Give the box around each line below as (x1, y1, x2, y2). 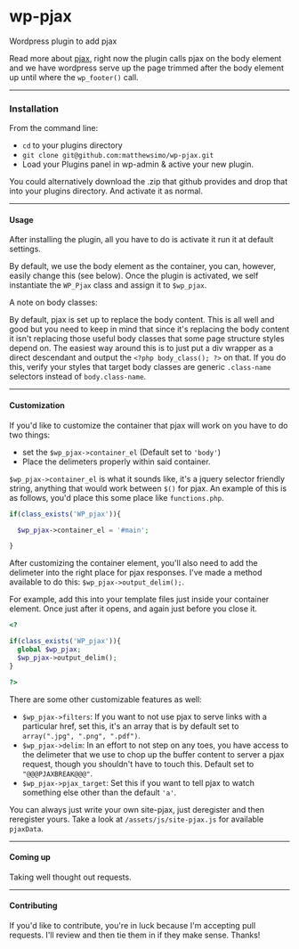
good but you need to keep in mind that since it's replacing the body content (9, 323, 290, 335)
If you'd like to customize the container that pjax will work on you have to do (9, 420, 288, 430)
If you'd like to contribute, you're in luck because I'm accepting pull (9, 920, 256, 930)
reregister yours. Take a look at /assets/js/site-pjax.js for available (9, 814, 264, 824)
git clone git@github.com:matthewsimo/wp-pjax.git (21, 151, 214, 160)
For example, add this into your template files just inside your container (9, 594, 270, 605)
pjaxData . (9, 822, 44, 834)
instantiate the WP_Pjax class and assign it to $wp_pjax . (9, 280, 207, 290)
